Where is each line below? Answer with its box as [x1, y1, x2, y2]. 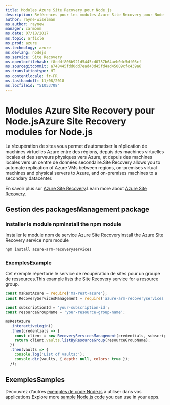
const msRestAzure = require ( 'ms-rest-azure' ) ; [5, 291, 108, 297]
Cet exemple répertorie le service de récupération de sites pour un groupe [5, 271, 160, 277]
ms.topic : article [5, 36, 44, 41]
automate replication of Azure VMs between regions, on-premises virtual [5, 164, 157, 170]
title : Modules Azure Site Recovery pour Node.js [5, 7, 112, 13]
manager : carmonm [5, 26, 42, 31]
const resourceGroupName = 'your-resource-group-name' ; [5, 310, 125, 315]
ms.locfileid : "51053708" [5, 83, 60, 88]
